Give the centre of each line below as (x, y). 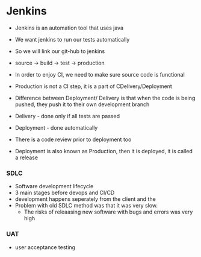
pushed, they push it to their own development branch (82, 104)
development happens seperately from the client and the (85, 199)
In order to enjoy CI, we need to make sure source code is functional (100, 74)
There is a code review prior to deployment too (73, 139)
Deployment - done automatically (56, 127)
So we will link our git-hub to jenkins (60, 51)
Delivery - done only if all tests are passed (67, 116)
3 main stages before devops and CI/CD (65, 193)
